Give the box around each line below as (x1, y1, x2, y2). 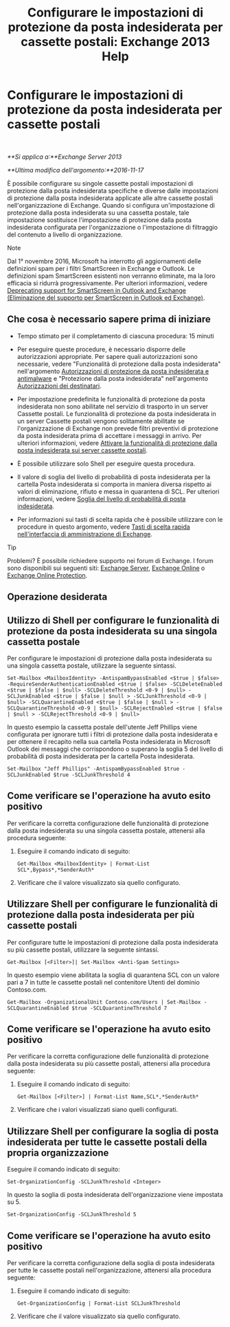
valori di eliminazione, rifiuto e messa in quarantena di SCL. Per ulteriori (16, 487, 220, 496)
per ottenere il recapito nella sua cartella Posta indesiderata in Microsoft (7, 737, 211, 745)
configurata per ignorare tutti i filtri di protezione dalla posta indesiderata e (7, 730, 218, 738)
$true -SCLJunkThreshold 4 (53, 771, 130, 778)
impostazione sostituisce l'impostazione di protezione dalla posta (7, 215, 192, 224)
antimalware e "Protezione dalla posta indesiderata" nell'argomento (16, 374, 208, 382)
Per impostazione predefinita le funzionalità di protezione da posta (16, 395, 206, 403)
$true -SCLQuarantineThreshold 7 (71, 1005, 168, 1011)
